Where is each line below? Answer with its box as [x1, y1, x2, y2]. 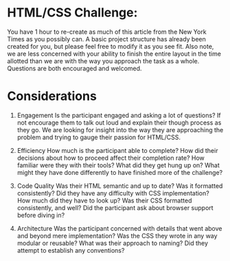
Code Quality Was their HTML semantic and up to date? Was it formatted [16, 181, 223, 190]
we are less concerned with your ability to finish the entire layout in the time [7, 50, 222, 58]
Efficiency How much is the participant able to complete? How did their [16, 146, 218, 154]
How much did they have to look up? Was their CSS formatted [16, 196, 192, 205]
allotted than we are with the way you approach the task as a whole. [7, 56, 200, 65]
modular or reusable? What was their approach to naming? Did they [16, 239, 208, 247]
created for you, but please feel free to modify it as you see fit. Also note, [7, 42, 214, 50]
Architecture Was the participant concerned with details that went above [16, 224, 222, 232]
